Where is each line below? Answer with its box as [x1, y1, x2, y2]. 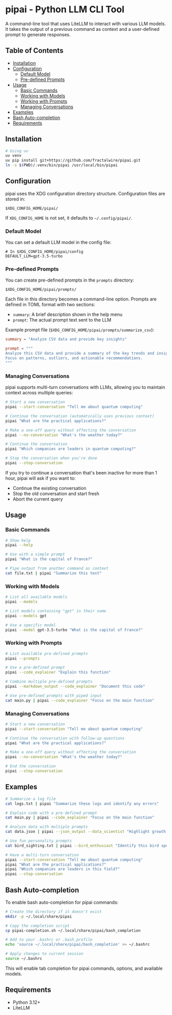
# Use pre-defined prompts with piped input [5, 693, 102, 698]
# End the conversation [5, 764, 56, 769]
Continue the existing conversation [12, 485, 87, 491]
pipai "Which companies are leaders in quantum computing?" [5, 446, 137, 452]
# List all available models [5, 594, 68, 600]
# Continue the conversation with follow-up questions [5, 735, 125, 741]
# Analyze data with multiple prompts [5, 824, 88, 829]
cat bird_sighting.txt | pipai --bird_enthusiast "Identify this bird [5, 843, 159, 848]
